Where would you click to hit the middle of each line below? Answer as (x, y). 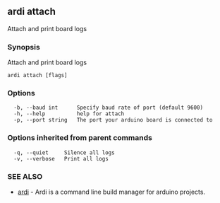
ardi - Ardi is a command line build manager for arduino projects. (111, 192)
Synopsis (24, 47)
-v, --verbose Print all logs (61, 158)
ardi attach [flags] (38, 76)
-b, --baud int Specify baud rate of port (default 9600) (108, 108)
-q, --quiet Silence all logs (64, 152)
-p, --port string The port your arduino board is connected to (113, 120)
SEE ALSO (25, 176)
